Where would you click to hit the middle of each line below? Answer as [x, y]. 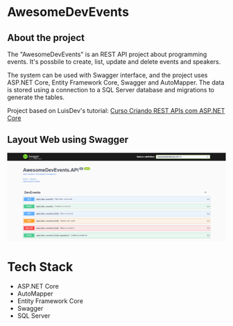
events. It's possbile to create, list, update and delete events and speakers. [114, 62]
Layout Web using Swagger [68, 140]
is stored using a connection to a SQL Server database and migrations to [111, 90]
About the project [46, 38]
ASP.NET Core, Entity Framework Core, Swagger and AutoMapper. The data [116, 83]
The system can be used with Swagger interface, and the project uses [107, 75]
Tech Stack [40, 267]
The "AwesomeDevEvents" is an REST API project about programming [107, 54]
